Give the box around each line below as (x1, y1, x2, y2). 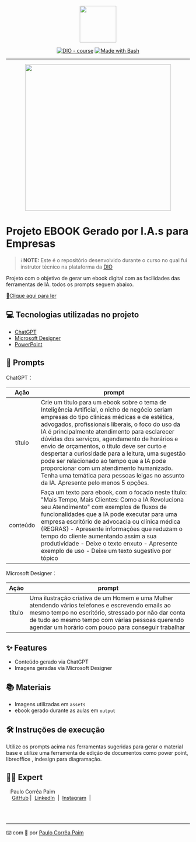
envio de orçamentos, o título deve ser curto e (40, 442, 167, 450)
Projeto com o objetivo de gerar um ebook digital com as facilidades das (6, 274, 180, 281)
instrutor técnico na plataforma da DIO (20, 263, 113, 270)
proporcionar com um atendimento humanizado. (40, 464, 173, 472)
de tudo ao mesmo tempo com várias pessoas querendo (29, 616, 184, 624)
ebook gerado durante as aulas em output (14, 707, 116, 714)
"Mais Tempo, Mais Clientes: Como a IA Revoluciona (40, 495, 184, 503)
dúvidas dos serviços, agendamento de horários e (40, 435, 178, 443)
